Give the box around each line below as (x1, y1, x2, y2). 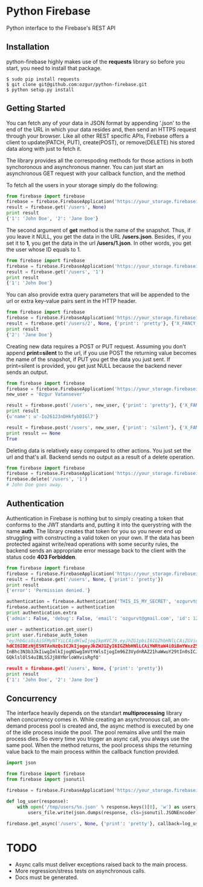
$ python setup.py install (6, 87, 74, 93)
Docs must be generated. (14, 874, 79, 881)
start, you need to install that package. (6, 64, 102, 71)
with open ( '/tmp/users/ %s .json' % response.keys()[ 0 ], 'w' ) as (17, 804, 180, 810)
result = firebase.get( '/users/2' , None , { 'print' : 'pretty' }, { (6, 321, 174, 327)
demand (6, 722, 27, 729)
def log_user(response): (6, 798, 69, 804)
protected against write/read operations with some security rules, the (6, 540, 179, 548)
